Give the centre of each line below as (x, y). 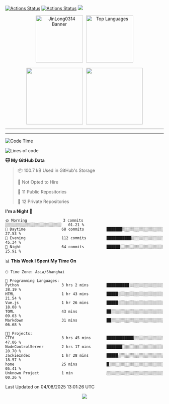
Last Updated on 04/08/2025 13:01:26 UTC (50, 387)
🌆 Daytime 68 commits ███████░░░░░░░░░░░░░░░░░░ (84, 229)
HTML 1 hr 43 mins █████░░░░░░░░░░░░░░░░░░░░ (84, 294)
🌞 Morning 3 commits (45, 221)
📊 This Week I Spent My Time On (41, 261)
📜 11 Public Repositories (42, 192)
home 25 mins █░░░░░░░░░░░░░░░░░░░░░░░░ (84, 364)
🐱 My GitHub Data (25, 160)
